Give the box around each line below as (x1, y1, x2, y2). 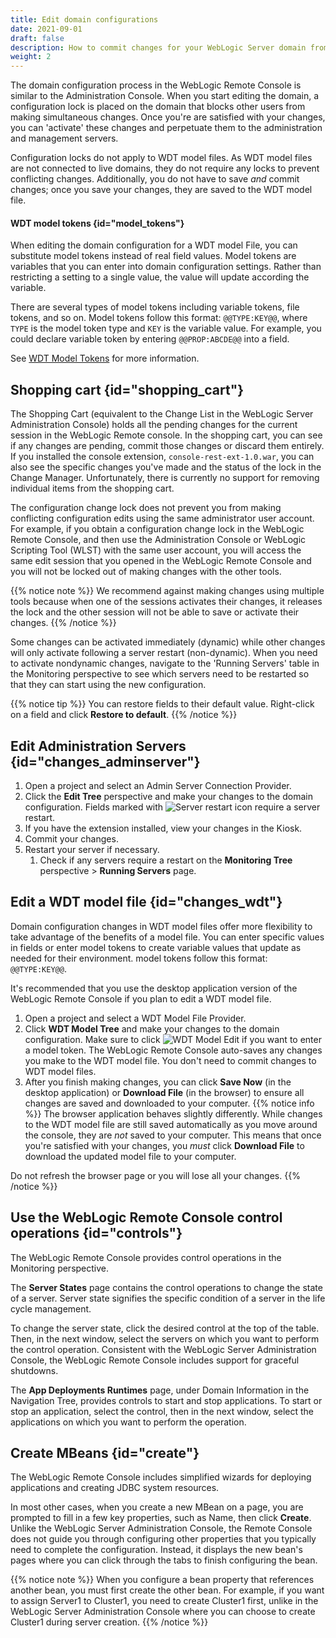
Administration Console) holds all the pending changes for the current (10, 419, 298, 431)
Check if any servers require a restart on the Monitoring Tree (39, 854, 293, 866)
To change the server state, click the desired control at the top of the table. (10, 1322, 320, 1334)
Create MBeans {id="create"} (10, 1444, 200, 1461)
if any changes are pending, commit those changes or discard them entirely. (10, 440, 325, 452)
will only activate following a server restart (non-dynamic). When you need (10, 647, 318, 659)
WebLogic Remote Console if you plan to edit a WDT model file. (10, 992, 272, 1005)
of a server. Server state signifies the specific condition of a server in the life (10, 1292, 326, 1304)
